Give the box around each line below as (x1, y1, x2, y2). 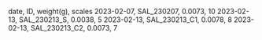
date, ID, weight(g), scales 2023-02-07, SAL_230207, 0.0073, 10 (8, 7, 216, 16)
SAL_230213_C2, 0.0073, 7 (30, 24, 118, 32)
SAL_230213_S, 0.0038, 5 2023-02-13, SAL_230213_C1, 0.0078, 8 (18, 15, 232, 24)
